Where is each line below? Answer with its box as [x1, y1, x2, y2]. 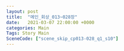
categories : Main [6, 25, 49, 31]
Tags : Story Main [6, 30, 49, 36]
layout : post [6, 8, 39, 15]
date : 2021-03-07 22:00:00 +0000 [6, 19, 95, 25]
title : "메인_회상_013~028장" [6, 14, 77, 20]
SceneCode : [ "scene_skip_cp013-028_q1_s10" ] [6, 36, 119, 42]
